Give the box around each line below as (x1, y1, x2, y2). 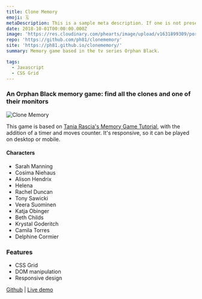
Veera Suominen (14, 201, 57, 208)
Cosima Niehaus (14, 169, 56, 176)
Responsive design (14, 274, 63, 282)
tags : (6, 58, 20, 65)
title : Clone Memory (6, 8, 58, 15)
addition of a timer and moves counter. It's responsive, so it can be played (6, 129, 189, 136)
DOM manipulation (14, 268, 61, 276)
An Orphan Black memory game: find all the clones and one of (6, 90, 191, 98)
